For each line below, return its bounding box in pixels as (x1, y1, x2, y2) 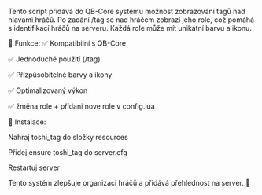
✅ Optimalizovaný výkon (8, 86, 88, 95)
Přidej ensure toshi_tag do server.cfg (8, 148, 127, 156)
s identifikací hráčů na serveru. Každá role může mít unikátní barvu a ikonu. (8, 24, 252, 32)
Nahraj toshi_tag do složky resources (8, 133, 128, 142)
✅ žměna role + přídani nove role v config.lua (8, 101, 155, 111)
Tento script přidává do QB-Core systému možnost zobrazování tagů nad (8, 7, 245, 16)
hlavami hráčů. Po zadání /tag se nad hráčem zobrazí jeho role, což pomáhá (8, 15, 254, 24)
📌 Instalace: (8, 117, 46, 127)
